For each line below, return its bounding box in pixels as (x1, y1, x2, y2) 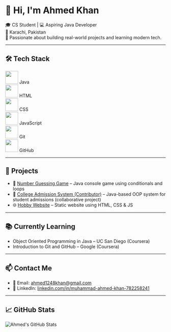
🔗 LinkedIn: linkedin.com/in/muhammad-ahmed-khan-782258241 (12, 285, 150, 291)
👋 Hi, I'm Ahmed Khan (5, 5, 99, 16)
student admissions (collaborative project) (12, 196, 101, 202)
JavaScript (19, 119, 42, 126)
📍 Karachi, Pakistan (5, 29, 46, 35)
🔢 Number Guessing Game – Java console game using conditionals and (12, 180, 163, 186)
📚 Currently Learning (5, 222, 75, 231)
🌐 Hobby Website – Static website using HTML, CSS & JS (12, 202, 133, 208)
